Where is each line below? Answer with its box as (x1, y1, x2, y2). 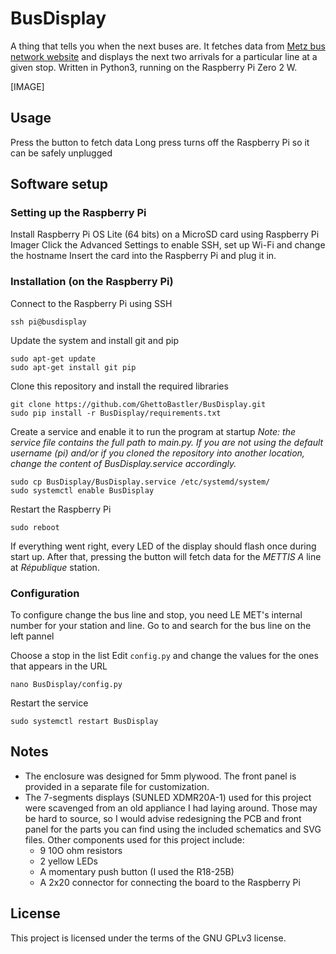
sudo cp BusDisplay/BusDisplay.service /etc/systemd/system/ (10, 477, 271, 487)
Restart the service (10, 697, 89, 709)
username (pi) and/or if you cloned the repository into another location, (10, 447, 305, 459)
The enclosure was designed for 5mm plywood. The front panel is (24, 770, 297, 782)
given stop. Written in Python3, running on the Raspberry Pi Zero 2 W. (10, 61, 298, 73)
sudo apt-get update (10, 353, 97, 364)
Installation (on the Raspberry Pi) (10, 275, 174, 289)
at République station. (10, 561, 100, 573)
